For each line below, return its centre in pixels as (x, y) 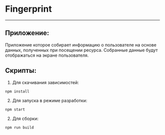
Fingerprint (28, 9)
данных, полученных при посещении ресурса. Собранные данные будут (82, 50)
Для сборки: (25, 118)
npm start (15, 109)
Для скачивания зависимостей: (45, 82)
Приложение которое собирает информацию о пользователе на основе (81, 45)
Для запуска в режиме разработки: (50, 100)
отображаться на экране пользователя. (47, 55)
